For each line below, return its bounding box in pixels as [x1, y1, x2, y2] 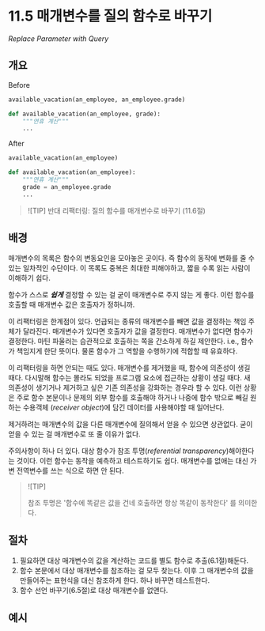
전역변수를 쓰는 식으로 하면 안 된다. [16, 466, 124, 475]
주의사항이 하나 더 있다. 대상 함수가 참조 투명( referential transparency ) [8, 446, 229, 455]
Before [8, 80, 30, 89]
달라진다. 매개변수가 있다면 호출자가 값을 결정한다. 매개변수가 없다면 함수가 [22, 327, 253, 336]
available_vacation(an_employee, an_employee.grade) [8, 96, 186, 104]
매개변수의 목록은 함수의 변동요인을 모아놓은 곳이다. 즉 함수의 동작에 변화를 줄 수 [8, 254, 256, 263]
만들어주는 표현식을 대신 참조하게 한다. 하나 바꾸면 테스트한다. [19, 576, 210, 585]
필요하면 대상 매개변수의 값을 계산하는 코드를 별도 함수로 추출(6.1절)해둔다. [19, 556, 249, 565]
